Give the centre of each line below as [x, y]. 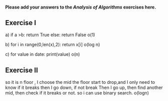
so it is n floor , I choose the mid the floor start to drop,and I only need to [80, 82]
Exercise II [22, 70]
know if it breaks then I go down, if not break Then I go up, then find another [84, 87]
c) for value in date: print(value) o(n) [43, 54]
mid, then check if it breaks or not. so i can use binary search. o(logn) [77, 93]
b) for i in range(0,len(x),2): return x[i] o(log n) [53, 45]
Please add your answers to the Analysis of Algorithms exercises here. [81, 7]
